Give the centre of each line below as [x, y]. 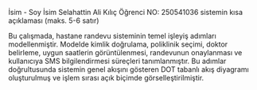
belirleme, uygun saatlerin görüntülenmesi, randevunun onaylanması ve [125, 52]
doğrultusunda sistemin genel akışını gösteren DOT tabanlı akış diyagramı [128, 69]
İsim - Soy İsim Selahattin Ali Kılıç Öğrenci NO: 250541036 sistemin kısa [125, 12]
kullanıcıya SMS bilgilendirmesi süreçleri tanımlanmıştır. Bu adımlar [117, 61]
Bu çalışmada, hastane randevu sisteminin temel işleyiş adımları [112, 36]
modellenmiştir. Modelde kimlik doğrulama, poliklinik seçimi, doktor [118, 44]
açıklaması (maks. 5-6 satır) [54, 21]
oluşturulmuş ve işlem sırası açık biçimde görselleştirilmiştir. [106, 78]
